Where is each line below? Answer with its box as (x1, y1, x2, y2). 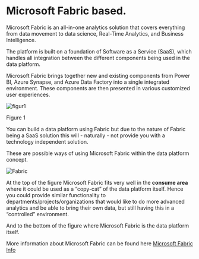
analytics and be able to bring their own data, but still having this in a (6, 204, 174, 211)
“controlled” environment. (6, 210, 70, 217)
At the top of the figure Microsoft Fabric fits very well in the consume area (6, 179, 188, 186)
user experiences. (6, 91, 50, 98)
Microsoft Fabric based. (6, 4, 127, 18)
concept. (6, 156, 29, 163)
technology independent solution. (6, 138, 89, 145)
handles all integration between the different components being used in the (6, 54, 190, 61)
